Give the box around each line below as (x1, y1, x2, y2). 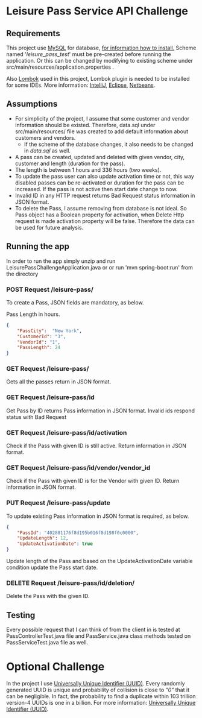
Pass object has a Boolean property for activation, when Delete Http (14, 211, 185, 218)
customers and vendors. (14, 134, 76, 141)
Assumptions (6, 99, 58, 109)
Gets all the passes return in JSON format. (6, 378, 112, 385)
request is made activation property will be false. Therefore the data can (14, 217, 195, 224)
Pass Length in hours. (6, 310, 60, 318)
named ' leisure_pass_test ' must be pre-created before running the (6, 51, 171, 58)
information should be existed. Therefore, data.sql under (14, 121, 156, 128)
